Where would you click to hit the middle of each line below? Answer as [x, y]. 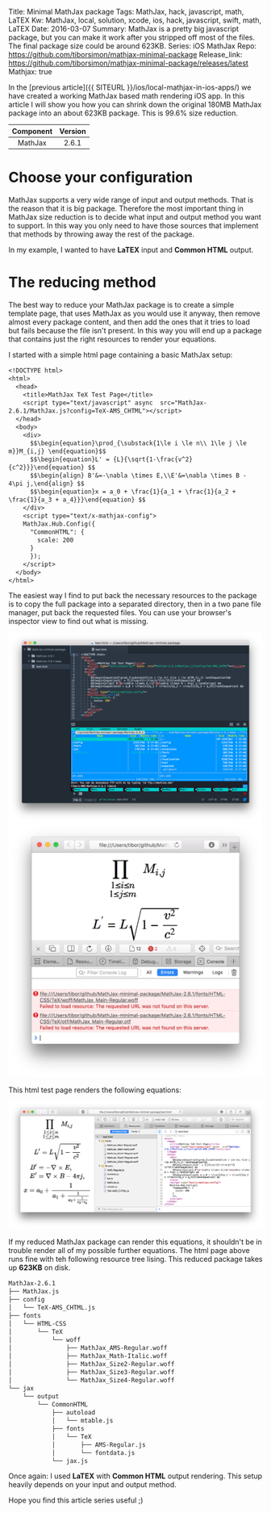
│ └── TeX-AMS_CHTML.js [52, 1308]
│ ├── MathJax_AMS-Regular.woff [88, 1348]
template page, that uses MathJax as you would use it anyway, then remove [134, 313]
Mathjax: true [30, 71]
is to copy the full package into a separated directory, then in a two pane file [135, 604]
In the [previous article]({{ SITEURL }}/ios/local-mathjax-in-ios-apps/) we [130, 87]
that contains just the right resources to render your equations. [113, 339]
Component [32, 131]
